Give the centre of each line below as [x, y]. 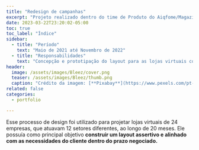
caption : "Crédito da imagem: [49, 84]
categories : [21, 94]
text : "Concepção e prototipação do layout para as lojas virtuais [102, 61]
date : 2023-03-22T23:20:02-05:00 [47, 23]
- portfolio [26, 100]
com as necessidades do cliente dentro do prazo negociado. [82, 141]
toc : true [18, 28]
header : [16, 67]
